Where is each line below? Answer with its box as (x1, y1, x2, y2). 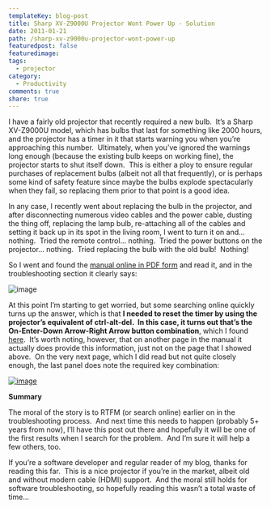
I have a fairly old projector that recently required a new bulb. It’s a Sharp (8, 117, 253, 126)
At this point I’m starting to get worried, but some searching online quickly (8, 301, 255, 310)
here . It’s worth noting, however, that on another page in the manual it (8, 335, 243, 344)
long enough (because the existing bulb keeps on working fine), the (8, 152, 234, 161)
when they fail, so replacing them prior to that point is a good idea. (8, 186, 231, 195)
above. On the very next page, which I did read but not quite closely (8, 352, 237, 361)
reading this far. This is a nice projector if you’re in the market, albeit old (8, 467, 250, 476)
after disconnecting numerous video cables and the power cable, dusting (8, 210, 252, 220)
